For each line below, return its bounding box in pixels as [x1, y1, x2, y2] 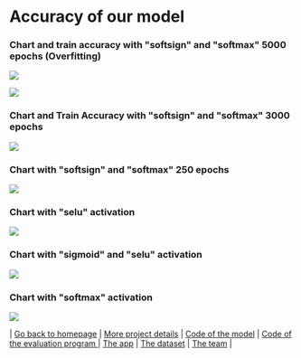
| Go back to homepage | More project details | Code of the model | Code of [9, 328, 292, 339]
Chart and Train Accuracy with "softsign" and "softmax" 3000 [9, 109, 291, 122]
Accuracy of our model [9, 6, 185, 27]
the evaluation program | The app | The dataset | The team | [9, 337, 233, 349]
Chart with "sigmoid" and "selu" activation [9, 249, 203, 261]
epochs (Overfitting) [9, 50, 101, 62]
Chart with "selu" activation [9, 206, 136, 218]
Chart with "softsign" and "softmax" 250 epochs [9, 163, 230, 175]
